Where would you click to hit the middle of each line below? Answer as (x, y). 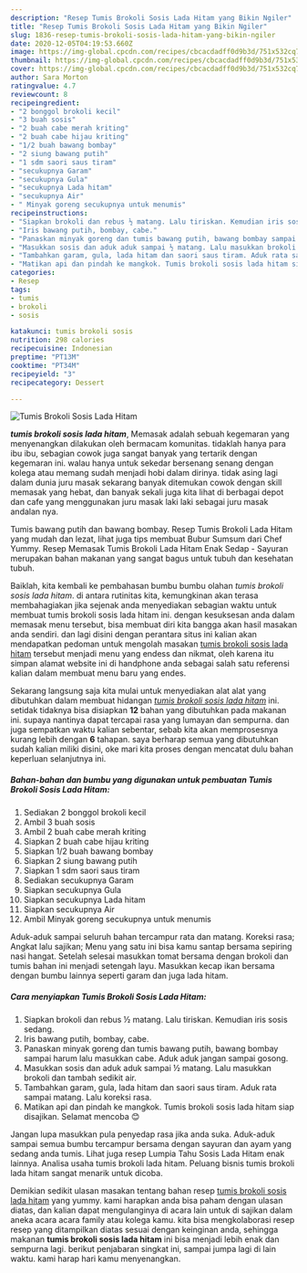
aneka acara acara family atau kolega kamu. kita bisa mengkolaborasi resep (153, 1220)
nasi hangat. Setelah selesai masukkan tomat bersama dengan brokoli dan (150, 956)
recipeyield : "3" (43, 374)
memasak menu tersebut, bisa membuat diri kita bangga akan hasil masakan (154, 625)
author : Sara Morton (50, 78)
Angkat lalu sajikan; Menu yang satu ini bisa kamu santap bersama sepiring (151, 947)
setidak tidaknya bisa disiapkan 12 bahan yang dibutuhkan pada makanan (148, 710)
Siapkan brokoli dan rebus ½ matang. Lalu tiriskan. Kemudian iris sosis (155, 1020)
